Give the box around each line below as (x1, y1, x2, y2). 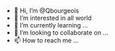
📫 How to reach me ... (13, 37, 79, 44)
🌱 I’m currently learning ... (13, 21, 89, 29)
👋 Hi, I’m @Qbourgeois (13, 7, 79, 14)
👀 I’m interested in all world (13, 14, 92, 22)
